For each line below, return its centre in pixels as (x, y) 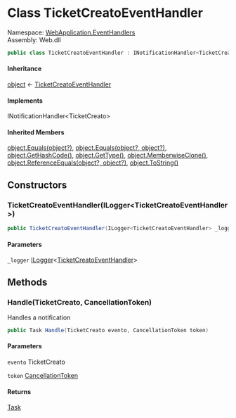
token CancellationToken (43, 375)
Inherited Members (36, 132)
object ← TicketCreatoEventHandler (59, 84)
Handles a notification (39, 317)
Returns (19, 391)
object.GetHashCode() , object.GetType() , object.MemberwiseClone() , (108, 156)
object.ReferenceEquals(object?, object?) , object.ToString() (93, 163)
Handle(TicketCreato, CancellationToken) (80, 302)
